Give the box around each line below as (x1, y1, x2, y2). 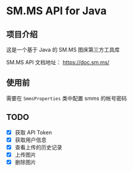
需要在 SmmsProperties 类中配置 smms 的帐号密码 (6, 94, 127, 102)
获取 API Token (14, 129, 52, 136)
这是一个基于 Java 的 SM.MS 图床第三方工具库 (6, 46, 120, 53)
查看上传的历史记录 (14, 144, 63, 151)
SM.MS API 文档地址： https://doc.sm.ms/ (6, 59, 110, 66)
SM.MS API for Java (6, 4, 107, 18)
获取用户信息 (14, 136, 47, 143)
